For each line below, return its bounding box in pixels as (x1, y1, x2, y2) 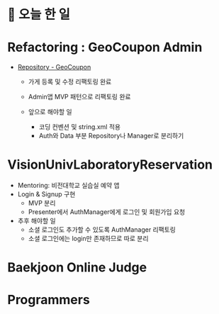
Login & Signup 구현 (17, 190, 76, 198)
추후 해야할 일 (17, 217, 56, 225)
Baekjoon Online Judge (7, 259, 147, 276)
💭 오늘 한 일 (7, 6, 71, 23)
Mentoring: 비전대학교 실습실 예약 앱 (17, 181, 120, 190)
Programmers (7, 292, 90, 308)
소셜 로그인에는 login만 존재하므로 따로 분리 (28, 235, 149, 243)
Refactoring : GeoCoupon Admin (7, 40, 203, 55)
